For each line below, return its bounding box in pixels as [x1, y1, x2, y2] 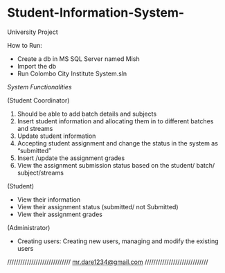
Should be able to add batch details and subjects [17, 109, 157, 118]
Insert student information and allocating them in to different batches [17, 116, 214, 125]
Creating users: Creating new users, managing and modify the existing [17, 237, 219, 245]
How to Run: [7, 41, 43, 49]
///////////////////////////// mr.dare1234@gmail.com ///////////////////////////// [7, 258, 208, 266]
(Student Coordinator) [7, 96, 70, 105]
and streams [17, 124, 53, 132]
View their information [17, 195, 81, 204]
